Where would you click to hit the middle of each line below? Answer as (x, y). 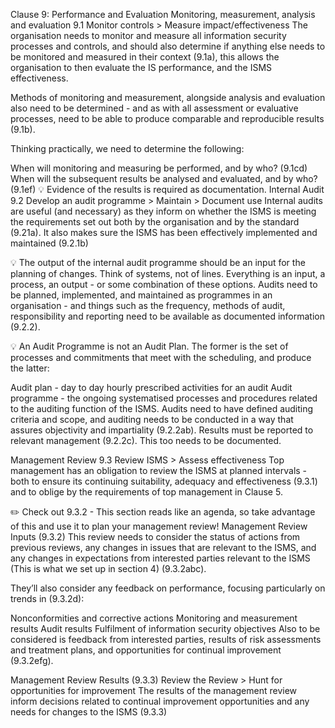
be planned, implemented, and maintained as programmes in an (141, 295)
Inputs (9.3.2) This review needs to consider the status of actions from (155, 537)
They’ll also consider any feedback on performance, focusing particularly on (168, 588)
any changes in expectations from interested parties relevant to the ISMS (160, 558)
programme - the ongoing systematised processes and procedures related (164, 398)
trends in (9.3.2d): (47, 598)
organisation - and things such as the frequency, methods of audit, (148, 305)
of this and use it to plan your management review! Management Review (159, 526)
